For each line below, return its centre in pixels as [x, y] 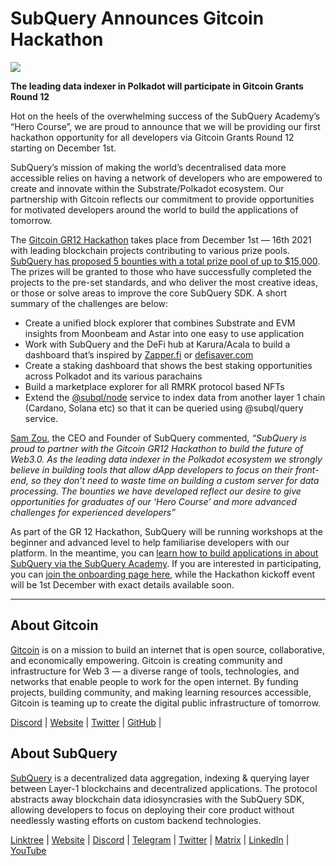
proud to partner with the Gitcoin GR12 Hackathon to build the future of [157, 448]
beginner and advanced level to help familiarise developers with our [150, 542]
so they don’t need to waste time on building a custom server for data [175, 480]
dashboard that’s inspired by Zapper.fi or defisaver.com [139, 354]
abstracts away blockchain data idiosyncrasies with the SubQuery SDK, [157, 799]
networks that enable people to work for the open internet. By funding [154, 681]
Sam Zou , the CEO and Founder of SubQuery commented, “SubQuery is [158, 438]
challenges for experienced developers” [93, 512]
